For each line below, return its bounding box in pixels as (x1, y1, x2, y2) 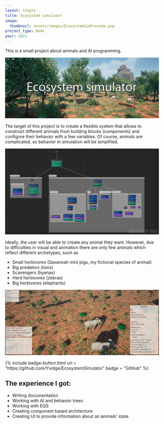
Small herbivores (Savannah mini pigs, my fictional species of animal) (12, 259, 152, 265)
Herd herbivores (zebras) (12, 275, 63, 281)
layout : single (5, 8, 36, 13)
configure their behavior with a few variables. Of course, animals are (5, 133, 143, 139)
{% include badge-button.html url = (5, 360, 77, 366)
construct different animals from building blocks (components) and (5, 128, 140, 134)
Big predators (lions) (12, 265, 54, 271)
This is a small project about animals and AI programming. (5, 48, 122, 53)
